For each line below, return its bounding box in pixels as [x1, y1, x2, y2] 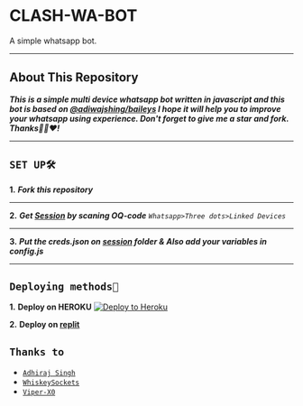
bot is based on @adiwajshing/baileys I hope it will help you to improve [9, 103, 281, 114]
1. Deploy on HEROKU [9, 301, 92, 312]
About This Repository [9, 69, 139, 86]
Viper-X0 [22, 388, 56, 397]
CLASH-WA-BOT [9, 5, 138, 26]
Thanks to [9, 345, 65, 358]
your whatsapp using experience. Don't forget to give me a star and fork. [9, 113, 289, 124]
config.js [9, 245, 44, 256]
